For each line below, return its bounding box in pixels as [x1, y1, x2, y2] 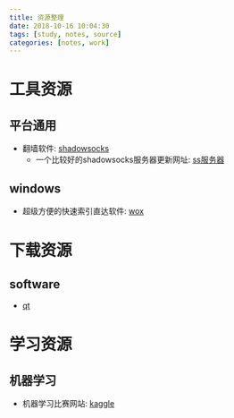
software [9, 277, 61, 292]
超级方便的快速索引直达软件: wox [21, 206, 145, 217]
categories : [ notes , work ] [9, 38, 110, 47]
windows [9, 181, 62, 196]
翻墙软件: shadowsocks [21, 143, 110, 154]
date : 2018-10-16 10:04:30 [9, 21, 110, 30]
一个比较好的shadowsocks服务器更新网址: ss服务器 [35, 154, 225, 166]
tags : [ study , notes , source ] [9, 30, 122, 38]
